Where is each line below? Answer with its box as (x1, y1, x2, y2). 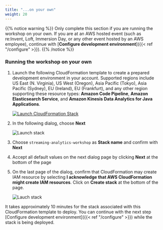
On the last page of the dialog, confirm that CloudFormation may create (12, 168, 157, 175)
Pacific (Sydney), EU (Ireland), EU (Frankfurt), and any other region (12, 85, 148, 91)
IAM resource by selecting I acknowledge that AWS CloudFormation (12, 174, 152, 180)
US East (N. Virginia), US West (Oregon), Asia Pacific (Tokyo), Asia (12, 80, 147, 86)
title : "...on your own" (5, 7, 56, 12)
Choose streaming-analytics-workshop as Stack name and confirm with (12, 139, 158, 145)
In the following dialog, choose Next (12, 120, 86, 126)
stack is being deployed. (5, 219, 55, 225)
